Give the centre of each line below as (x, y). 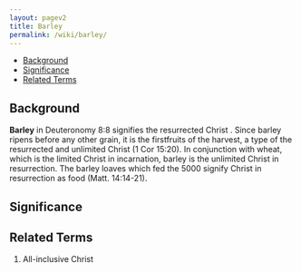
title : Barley (36, 26)
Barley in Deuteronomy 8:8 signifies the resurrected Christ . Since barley (146, 130)
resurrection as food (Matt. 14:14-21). (78, 179)
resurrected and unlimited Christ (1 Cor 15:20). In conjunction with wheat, (146, 150)
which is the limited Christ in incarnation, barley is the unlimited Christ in (144, 159)
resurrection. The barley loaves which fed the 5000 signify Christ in (136, 169)
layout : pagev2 (38, 18)
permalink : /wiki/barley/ (58, 34)
